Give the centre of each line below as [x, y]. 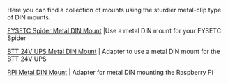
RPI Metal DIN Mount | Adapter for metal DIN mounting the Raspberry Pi [111, 72]
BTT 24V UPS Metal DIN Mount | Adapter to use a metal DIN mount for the [114, 52]
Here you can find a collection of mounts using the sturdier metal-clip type [114, 10]
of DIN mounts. [29, 17]
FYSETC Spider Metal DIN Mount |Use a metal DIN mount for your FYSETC [114, 31]
